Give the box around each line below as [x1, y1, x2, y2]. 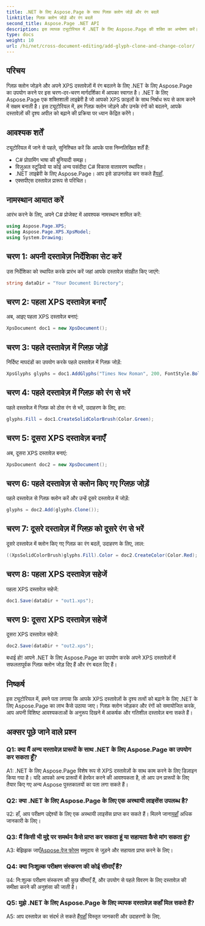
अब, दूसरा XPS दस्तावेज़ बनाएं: [6, 449, 68, 456]
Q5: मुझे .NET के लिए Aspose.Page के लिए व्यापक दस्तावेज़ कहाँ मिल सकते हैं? [6, 898, 195, 907]
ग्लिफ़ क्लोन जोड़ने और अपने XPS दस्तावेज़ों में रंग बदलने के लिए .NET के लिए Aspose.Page [6, 82, 193, 89]
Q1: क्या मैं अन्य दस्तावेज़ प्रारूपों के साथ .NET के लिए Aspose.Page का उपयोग [6, 746, 192, 754]
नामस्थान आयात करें [6, 194, 64, 205]
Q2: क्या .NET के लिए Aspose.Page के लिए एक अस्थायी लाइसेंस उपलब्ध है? [6, 796, 189, 805]
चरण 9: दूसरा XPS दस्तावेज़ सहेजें [6, 614, 107, 624]
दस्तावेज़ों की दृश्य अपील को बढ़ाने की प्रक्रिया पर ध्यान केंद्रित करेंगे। [6, 109, 135, 117]
